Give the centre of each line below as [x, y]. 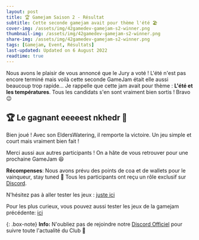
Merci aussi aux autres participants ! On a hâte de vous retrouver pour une [97, 153]
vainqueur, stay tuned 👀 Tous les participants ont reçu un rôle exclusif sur [96, 177]
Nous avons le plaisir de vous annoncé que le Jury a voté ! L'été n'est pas [96, 73]
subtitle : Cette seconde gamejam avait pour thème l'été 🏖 [82, 23]
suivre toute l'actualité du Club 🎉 [46, 230]
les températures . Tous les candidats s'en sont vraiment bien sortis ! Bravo [98, 92]
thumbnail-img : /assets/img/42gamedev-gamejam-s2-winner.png [83, 34]
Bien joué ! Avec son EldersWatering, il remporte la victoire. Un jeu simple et [99, 135]
